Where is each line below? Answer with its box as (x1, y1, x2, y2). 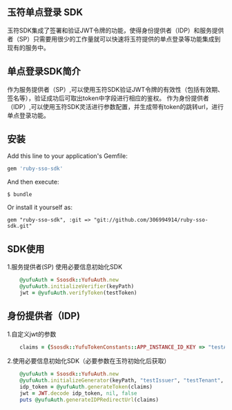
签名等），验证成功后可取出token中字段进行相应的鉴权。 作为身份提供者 (7, 94, 209, 102)
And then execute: (7, 178, 59, 186)
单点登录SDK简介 (7, 66, 81, 77)
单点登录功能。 (7, 111, 50, 119)
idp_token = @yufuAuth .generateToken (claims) (19, 384, 153, 391)
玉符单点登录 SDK (7, 6, 83, 19)
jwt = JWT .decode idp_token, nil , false (19, 390, 137, 397)
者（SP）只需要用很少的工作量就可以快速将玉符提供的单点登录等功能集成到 (7, 35, 221, 43)
